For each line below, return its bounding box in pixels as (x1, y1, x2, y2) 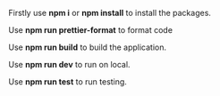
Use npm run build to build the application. (8, 42, 167, 52)
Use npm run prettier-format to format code (8, 25, 173, 35)
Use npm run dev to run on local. (8, 60, 131, 69)
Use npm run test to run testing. (8, 76, 127, 87)
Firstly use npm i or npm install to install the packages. (8, 8, 212, 18)
